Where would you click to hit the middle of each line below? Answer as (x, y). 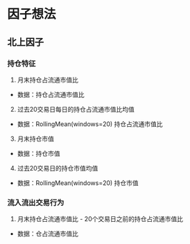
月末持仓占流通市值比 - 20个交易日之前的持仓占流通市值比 (100, 219)
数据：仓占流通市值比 (47, 234)
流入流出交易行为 (36, 202)
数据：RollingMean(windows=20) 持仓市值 (78, 183)
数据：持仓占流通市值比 (51, 94)
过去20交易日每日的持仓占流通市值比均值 (76, 109)
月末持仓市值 (35, 139)
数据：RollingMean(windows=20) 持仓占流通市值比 (90, 124)
